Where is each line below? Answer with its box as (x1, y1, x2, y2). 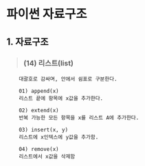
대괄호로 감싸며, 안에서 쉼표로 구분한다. (19, 75, 118, 83)
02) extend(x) (19, 107, 59, 114)
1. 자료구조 (6, 36, 49, 48)
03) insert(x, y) (19, 126, 69, 133)
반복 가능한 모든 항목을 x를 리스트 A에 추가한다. (19, 114, 140, 121)
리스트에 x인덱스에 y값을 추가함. (19, 134, 99, 141)
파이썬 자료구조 (6, 6, 87, 22)
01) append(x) (19, 87, 59, 94)
